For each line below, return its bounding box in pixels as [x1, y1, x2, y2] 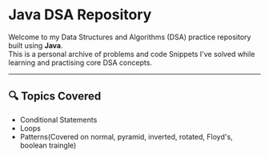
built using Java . [8, 40, 63, 50]
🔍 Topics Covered [8, 90, 102, 103]
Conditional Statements [19, 115, 98, 124]
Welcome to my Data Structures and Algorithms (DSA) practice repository [8, 32, 251, 42]
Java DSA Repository [8, 6, 152, 24]
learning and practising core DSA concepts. [8, 58, 152, 67]
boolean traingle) [19, 140, 77, 150]
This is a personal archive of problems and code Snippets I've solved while [8, 49, 255, 59]
